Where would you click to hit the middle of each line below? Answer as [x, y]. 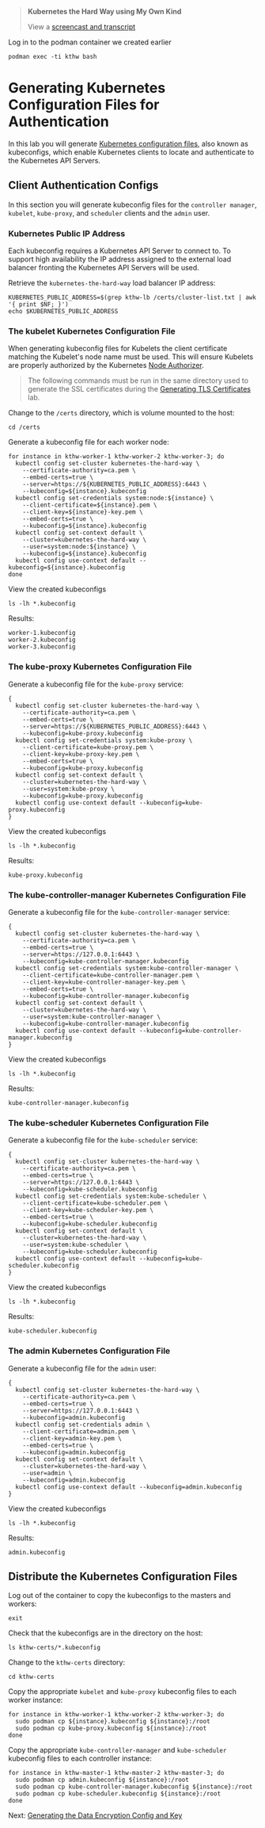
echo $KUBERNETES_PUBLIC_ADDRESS [63, 312]
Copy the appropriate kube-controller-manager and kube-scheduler [117, 1750]
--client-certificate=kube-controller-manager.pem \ [111, 975]
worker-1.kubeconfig [42, 633]
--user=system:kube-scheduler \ [76, 1245]
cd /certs [25, 427]
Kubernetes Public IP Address [67, 233]
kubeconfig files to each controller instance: [80, 1758]
